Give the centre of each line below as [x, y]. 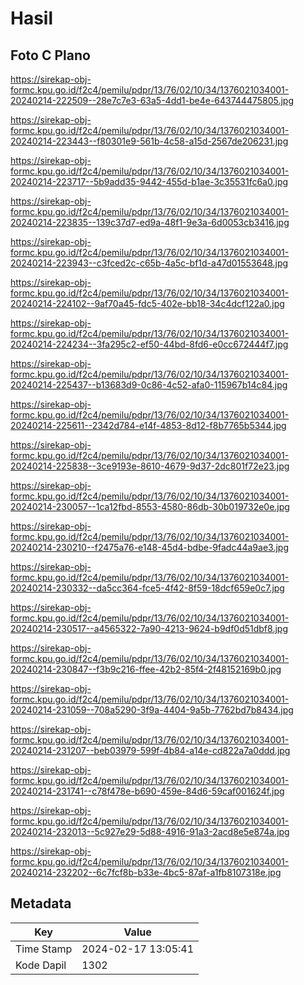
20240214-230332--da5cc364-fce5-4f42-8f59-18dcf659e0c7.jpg [147, 588]
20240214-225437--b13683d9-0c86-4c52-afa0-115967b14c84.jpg [149, 385]
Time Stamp [44, 949]
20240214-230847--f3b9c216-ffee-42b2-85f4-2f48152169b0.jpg [146, 669]
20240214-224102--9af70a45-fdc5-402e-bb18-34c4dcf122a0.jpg [147, 303]
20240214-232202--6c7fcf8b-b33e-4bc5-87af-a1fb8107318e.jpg [146, 872]
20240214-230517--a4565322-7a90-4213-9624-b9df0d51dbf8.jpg [149, 628]
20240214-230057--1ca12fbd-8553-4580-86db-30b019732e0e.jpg [150, 506]
